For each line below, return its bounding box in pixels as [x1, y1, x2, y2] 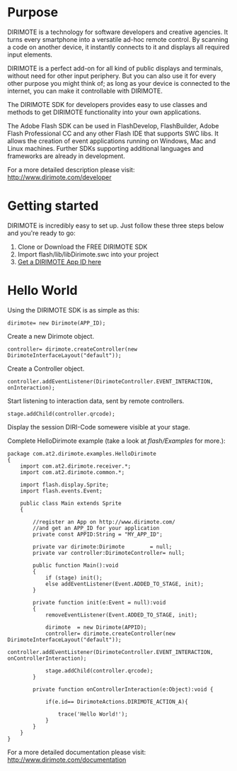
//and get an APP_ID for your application [33, 524, 160, 531]
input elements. [7, 50, 53, 59]
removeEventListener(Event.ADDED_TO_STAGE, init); [45, 611, 198, 619]
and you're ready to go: [7, 228, 76, 237]
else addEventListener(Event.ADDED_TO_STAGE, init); [45, 580, 204, 587]
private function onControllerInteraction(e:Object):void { [33, 685, 214, 693]
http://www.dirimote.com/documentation [7, 755, 127, 764]
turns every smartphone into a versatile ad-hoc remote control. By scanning [7, 35, 229, 43]
